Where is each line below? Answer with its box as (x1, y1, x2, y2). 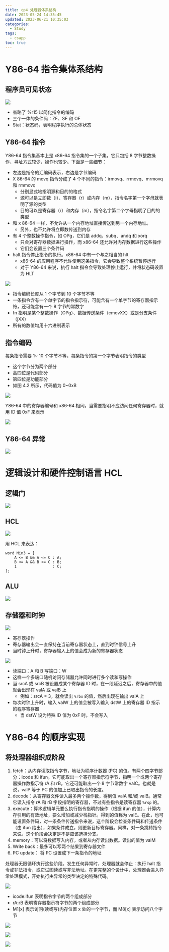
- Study (10, 26, 26, 31)
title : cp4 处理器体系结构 (5, 7, 56, 13)
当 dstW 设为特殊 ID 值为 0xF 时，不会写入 (20, 712, 108, 718)
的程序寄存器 (12, 705, 39, 711)
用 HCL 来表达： (5, 541, 39, 546)
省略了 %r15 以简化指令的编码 (12, 109, 74, 115)
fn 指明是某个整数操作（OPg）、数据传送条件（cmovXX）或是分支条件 (12, 309, 157, 316)
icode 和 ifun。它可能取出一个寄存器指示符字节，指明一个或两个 (21, 774, 154, 780)
